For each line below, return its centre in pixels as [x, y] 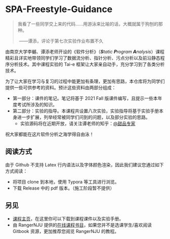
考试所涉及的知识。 [37, 104]
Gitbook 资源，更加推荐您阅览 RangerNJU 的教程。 [66, 231]
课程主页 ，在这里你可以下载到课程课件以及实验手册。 [68, 218]
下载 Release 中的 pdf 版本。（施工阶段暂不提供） [63, 188]
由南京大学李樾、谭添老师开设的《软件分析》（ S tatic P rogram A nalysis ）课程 [85, 51]
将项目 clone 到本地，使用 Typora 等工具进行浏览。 [66, 182]
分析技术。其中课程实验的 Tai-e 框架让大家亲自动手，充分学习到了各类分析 [87, 64]
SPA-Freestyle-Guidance [59, 9]
